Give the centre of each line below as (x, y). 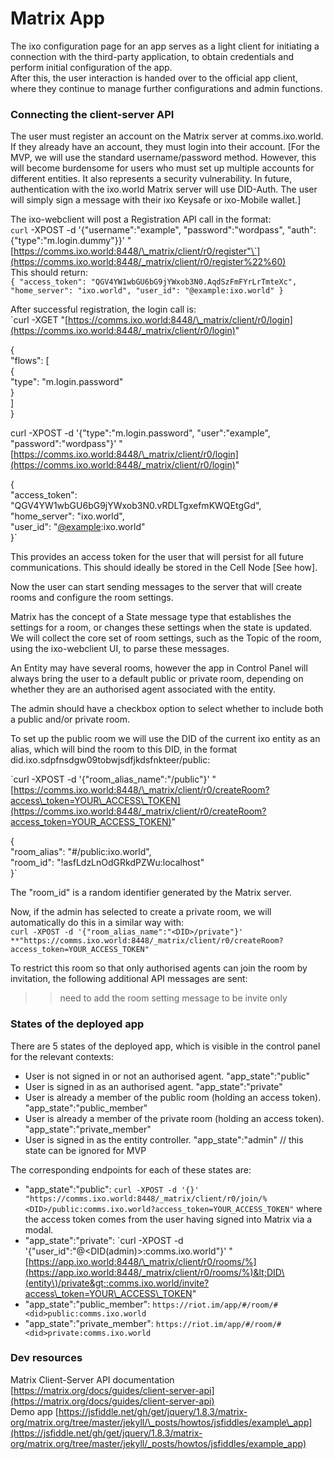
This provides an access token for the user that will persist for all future (157, 557)
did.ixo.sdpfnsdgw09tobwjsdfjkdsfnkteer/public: (110, 760)
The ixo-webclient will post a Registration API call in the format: (141, 219)
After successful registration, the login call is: (103, 309)
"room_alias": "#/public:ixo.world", (81, 852)
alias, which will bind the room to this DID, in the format (124, 749)
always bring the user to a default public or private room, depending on (157, 679)
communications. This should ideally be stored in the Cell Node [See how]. (164, 568)
